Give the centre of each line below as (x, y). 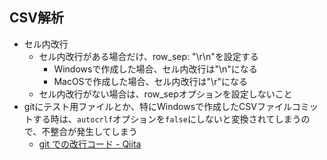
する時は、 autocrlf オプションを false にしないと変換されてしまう (167, 119)
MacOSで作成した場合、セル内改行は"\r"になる (150, 81)
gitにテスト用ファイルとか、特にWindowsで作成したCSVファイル (157, 106)
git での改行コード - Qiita (90, 144)
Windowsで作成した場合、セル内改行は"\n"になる (155, 69)
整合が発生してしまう (94, 131)
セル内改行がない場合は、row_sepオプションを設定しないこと (165, 94)
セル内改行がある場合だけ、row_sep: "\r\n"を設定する (148, 56)
